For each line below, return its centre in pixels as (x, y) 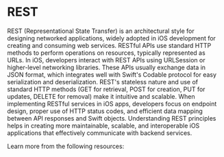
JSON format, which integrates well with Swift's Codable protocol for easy (112, 74)
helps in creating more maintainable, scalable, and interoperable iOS (103, 125)
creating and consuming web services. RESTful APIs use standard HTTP (109, 45)
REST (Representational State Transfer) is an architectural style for (101, 31)
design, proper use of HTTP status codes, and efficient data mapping (105, 111)
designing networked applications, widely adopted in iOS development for (111, 38)
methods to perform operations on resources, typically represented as (106, 53)
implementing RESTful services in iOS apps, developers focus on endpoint (112, 104)
